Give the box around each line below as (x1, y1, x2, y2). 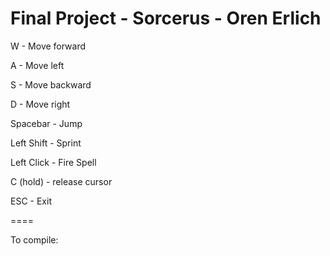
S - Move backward (10, 78, 92, 91)
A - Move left (10, 59, 65, 71)
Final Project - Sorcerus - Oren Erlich (10, 7, 322, 30)
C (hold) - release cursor (10, 175, 113, 187)
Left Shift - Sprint (10, 137, 82, 149)
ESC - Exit (10, 195, 52, 207)
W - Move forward (10, 40, 87, 52)
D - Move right (10, 98, 71, 110)
